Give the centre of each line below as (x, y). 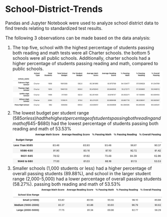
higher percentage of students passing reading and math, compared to (85, 63)
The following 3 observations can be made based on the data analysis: (78, 38)
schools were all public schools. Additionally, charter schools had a (81, 58)
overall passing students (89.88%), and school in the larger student (82, 173)
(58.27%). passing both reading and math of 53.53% (67, 184)
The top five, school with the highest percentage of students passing (83, 47)
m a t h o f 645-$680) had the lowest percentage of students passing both (85, 123)
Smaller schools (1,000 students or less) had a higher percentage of (82, 168)
